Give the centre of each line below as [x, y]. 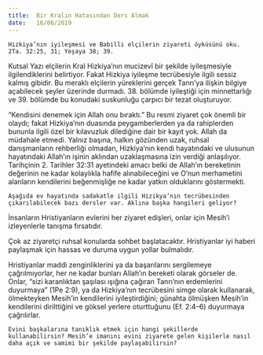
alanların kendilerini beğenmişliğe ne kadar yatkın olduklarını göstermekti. [127, 181]
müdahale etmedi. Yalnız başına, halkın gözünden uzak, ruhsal [109, 139]
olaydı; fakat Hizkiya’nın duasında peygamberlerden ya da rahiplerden [121, 123]
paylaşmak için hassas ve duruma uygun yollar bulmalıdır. [101, 250]
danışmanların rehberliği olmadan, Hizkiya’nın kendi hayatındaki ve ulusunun [131, 148]
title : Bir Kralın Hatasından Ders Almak [79, 15]
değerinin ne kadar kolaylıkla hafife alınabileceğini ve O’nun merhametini [125, 173]
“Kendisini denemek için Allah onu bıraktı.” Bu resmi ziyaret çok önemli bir [127, 114]
